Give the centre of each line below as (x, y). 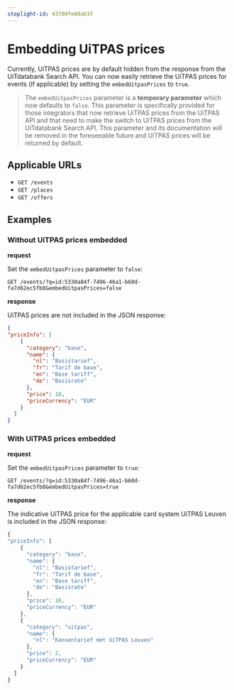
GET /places (35, 190)
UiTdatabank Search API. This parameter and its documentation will (123, 128)
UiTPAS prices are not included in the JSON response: (87, 315)
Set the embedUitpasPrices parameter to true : (73, 468)
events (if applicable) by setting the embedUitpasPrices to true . (99, 84)
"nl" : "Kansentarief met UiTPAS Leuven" (93, 640)
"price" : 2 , (44, 654)
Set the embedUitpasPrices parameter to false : (75, 269)
